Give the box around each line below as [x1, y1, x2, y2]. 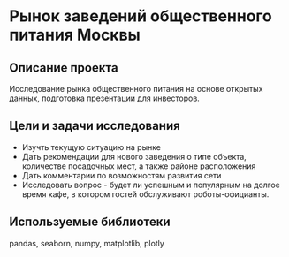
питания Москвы [9, 25, 141, 45]
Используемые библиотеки [9, 215, 171, 230]
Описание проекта [9, 60, 118, 75]
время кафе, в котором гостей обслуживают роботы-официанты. [21, 188, 270, 200]
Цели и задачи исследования [9, 118, 181, 133]
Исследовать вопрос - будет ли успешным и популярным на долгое [21, 179, 281, 190]
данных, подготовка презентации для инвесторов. [9, 93, 201, 103]
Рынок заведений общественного [9, 6, 272, 26]
